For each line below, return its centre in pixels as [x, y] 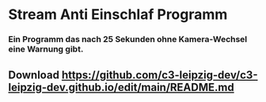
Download [34, 75]
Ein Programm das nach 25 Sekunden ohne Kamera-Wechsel [128, 40]
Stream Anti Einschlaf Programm [118, 15]
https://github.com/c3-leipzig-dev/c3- [160, 75]
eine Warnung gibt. [46, 49]
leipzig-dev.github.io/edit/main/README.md [122, 87]
